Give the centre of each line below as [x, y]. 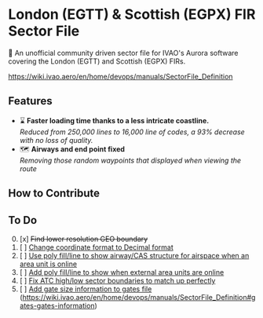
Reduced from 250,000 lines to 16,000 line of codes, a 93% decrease [132, 132]
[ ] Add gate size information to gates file [86, 289]
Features [30, 101]
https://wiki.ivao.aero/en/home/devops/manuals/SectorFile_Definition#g [139, 297]
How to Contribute [54, 194]
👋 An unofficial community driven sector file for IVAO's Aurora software [123, 53]
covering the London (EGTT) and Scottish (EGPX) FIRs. [97, 61]
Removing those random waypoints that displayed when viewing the [130, 160]
